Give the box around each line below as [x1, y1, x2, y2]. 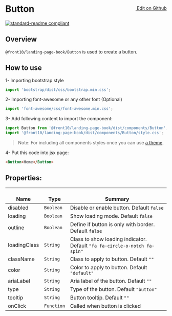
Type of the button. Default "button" [70, 286, 157, 293]
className [8, 255, 35, 263]
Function [44, 303, 66, 309]
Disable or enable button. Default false [70, 204, 164, 211]
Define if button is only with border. [70, 220, 155, 228]
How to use [5, 64, 42, 72]
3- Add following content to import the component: [5, 116, 113, 122]
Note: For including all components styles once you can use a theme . [17, 140, 164, 146]
